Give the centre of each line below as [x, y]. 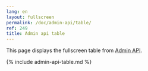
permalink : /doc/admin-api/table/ [49, 22]
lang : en [17, 12]
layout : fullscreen [30, 17]
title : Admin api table [36, 34]
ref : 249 [17, 28]
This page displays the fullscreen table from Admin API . [74, 50]
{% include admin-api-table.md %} [49, 62]
